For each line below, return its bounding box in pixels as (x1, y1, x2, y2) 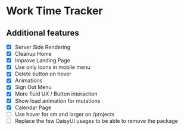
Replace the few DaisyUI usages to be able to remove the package (14, 117, 179, 124)
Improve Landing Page (14, 57, 70, 64)
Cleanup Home (14, 50, 52, 58)
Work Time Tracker (6, 4, 103, 18)
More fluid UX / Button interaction (14, 90, 98, 97)
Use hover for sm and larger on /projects (14, 110, 115, 118)
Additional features (6, 28, 79, 38)
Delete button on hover (14, 70, 71, 78)
